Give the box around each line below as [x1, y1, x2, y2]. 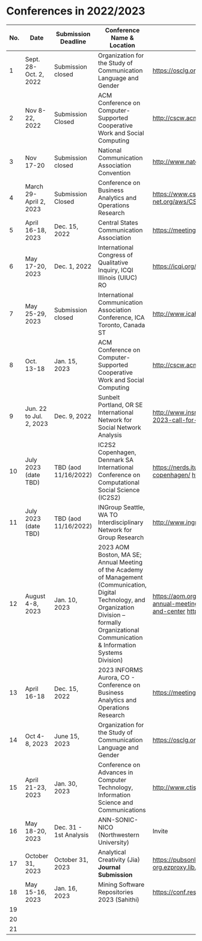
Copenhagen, [98, 448, 136, 456]
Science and [98, 798, 133, 807]
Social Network [98, 423, 141, 431]
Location [109, 41, 135, 49]
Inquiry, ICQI [98, 266, 133, 274]
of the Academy [98, 565, 143, 574]
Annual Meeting [98, 558, 143, 566]
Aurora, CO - [98, 673, 135, 681]
